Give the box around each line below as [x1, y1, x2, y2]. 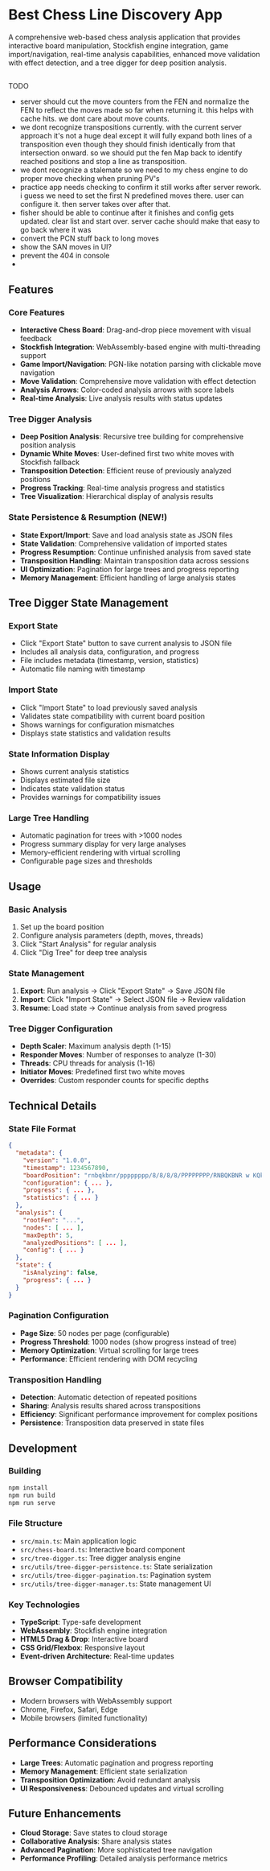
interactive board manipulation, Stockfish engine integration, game [8, 40, 229, 50]
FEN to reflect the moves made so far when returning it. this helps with [19, 105, 255, 115]
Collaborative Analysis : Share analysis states [19, 1836, 172, 1846]
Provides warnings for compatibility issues [19, 792, 161, 802]
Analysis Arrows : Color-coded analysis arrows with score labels [19, 385, 235, 395]
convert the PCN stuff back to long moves [19, 233, 159, 243]
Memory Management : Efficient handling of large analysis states [19, 573, 236, 583]
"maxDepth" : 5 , [22, 1231, 74, 1239]
